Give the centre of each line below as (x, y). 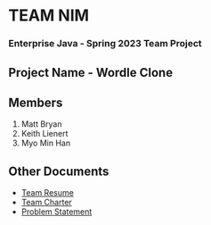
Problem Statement (57, 212)
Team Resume (48, 193)
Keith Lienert (45, 134)
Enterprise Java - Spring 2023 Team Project (105, 44)
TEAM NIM (49, 16)
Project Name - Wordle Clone (91, 72)
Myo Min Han (46, 143)
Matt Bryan (41, 124)
